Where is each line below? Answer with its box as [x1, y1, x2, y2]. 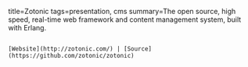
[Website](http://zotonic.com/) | [8, 45, 121, 53]
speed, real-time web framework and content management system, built [8, 15, 242, 24]
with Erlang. [8, 23, 47, 32]
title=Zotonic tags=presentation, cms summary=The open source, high [8, 7, 236, 16]
